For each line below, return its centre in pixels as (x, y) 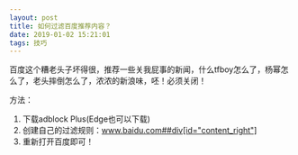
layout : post (34, 18)
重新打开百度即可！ (58, 141)
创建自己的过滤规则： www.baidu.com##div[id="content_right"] (140, 131)
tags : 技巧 (28, 43)
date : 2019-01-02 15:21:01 (60, 34)
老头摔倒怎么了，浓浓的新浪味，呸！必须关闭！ (120, 81)
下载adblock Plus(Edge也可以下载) (86, 119)
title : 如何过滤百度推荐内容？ (60, 26)
